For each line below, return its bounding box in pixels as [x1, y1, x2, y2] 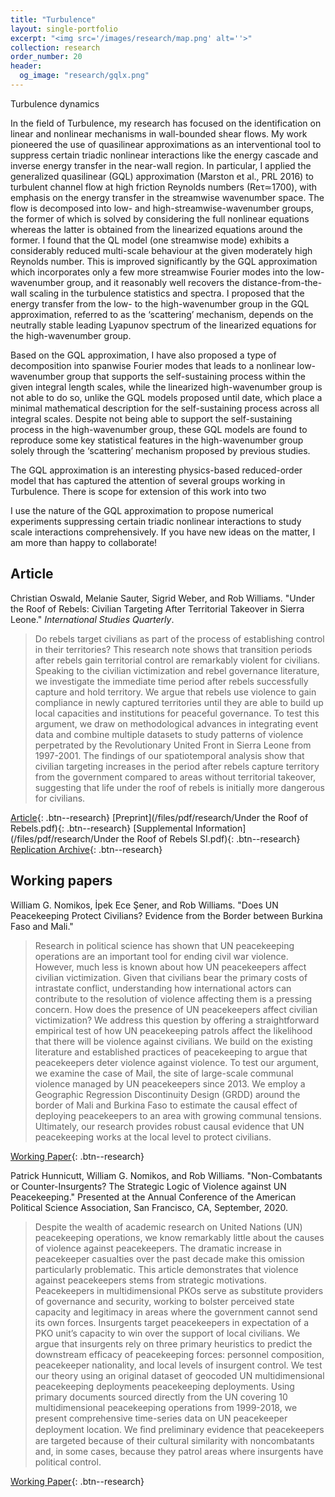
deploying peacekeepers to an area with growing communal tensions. [34, 1109, 322, 1121]
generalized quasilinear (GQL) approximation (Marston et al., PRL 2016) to [10, 170, 314, 182]
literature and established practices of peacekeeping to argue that [34, 1046, 308, 1058]
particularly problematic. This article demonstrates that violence [34, 1263, 299, 1275]
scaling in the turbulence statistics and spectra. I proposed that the [29, 287, 305, 299]
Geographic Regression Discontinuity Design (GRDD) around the [34, 1088, 301, 1100]
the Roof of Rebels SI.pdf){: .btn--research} [121, 832, 301, 845]
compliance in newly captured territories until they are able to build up [34, 696, 324, 708]
